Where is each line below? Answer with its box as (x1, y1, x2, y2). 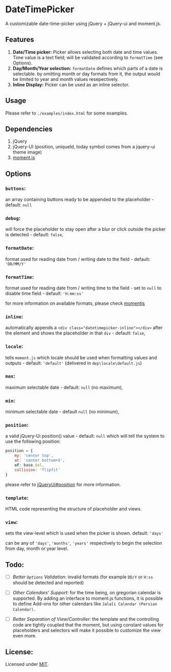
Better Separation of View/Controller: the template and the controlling (12, 616, 159, 622)
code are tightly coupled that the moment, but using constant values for (12, 622, 164, 628)
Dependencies (5, 124, 53, 133)
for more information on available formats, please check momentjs (5, 300, 145, 306)
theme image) (12, 149, 42, 155)
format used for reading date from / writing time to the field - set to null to (5, 285, 162, 291)
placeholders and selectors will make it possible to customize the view (12, 628, 161, 634)
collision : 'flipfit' (14, 467, 60, 473)
